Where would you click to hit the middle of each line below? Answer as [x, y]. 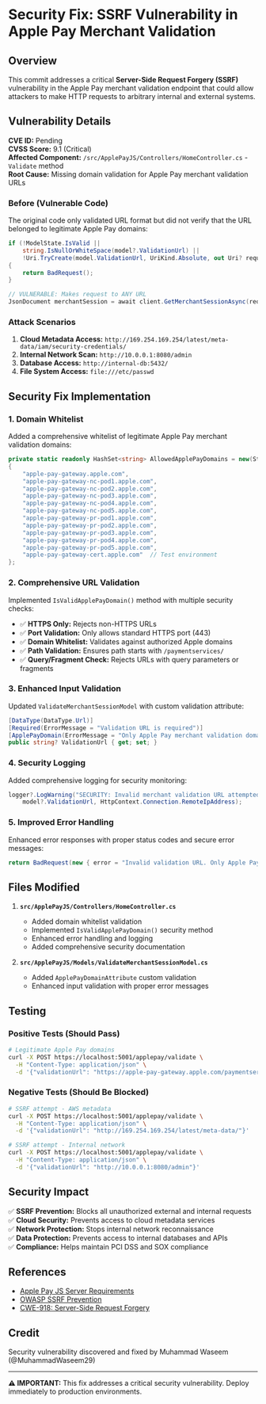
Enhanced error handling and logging [92, 939]
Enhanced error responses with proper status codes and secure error [122, 839]
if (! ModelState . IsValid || [55, 243]
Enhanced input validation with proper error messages [120, 986]
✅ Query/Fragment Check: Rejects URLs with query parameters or [129, 659]
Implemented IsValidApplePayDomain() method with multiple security [121, 600]
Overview [33, 61]
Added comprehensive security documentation [108, 947]
